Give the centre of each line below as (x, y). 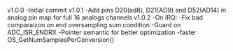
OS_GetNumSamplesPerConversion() (61, 40)
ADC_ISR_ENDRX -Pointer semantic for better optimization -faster (102, 32)
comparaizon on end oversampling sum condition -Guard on (94, 25)
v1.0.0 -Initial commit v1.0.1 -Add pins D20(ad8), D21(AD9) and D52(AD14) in (117, 10)
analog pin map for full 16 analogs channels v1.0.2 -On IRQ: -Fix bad (105, 17)
